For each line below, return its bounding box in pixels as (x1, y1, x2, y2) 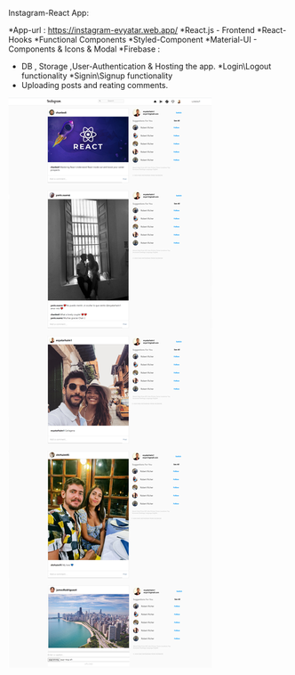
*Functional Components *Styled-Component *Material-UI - (34, 35, 258, 45)
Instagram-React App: (8, 8, 90, 18)
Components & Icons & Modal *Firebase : (8, 44, 161, 54)
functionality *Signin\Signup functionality (20, 70, 173, 81)
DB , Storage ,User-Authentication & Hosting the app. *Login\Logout (20, 61, 272, 71)
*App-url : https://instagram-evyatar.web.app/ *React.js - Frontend (8, 25, 255, 35)
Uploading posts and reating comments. (20, 80, 169, 90)
